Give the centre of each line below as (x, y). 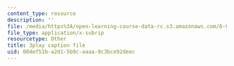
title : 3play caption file (46, 45)
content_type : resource (42, 13)
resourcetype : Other (37, 39)
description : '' (31, 20)
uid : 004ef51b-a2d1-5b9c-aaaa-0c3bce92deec (71, 52)
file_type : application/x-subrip (56, 33)
